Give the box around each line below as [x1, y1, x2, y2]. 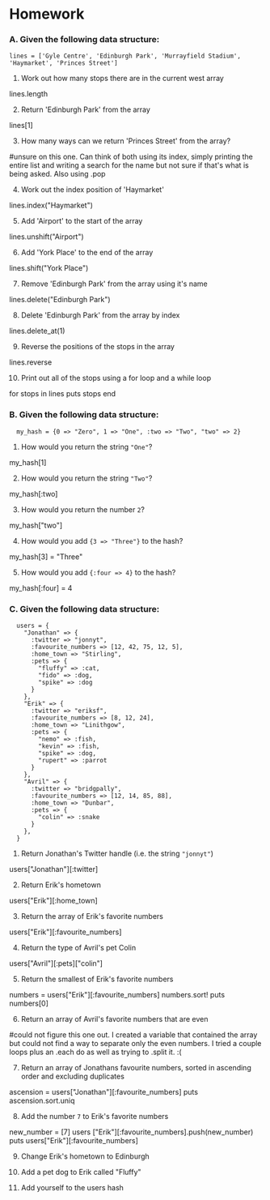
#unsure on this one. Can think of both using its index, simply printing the [9, 152, 253, 162]
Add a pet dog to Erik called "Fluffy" [20, 1168, 141, 1177]
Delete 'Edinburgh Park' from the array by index [20, 310, 180, 320]
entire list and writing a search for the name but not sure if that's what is [9, 160, 249, 170]
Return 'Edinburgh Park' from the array [20, 105, 150, 114]
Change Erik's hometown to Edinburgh [20, 1151, 150, 1161]
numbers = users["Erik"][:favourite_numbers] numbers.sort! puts [9, 990, 226, 1000]
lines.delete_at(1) [9, 326, 65, 336]
